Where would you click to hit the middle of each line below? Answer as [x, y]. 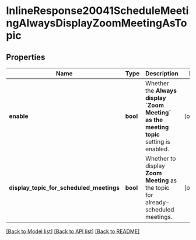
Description [162, 73]
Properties [26, 57]
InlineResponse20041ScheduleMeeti [97, 11]
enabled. [157, 149]
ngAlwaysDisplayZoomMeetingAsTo [97, 23]
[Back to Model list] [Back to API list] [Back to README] [73, 231]
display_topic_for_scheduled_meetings [64, 188]
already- [157, 202]
